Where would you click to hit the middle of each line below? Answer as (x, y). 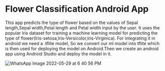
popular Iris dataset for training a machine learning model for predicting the (82, 33)
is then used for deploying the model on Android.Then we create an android (82, 48)
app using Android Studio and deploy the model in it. (58, 54)
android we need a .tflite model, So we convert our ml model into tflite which (82, 43)
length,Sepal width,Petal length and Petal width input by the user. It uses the (82, 27)
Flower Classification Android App (77, 9)
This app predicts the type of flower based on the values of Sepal (72, 23)
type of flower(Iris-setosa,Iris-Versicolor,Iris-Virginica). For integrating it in (80, 38)
